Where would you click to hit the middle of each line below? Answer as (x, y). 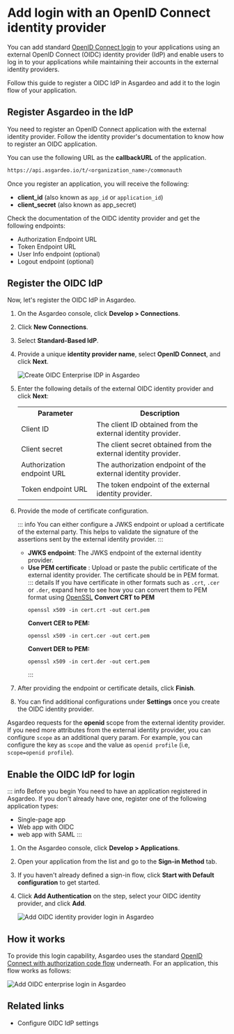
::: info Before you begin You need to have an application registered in (107, 792)
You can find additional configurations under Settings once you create (118, 702)
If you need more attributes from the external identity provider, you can (109, 730)
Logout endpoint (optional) (55, 261)
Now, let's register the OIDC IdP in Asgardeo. (72, 300)
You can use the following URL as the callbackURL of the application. (107, 157)
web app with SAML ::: (49, 835)
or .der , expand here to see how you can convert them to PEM (117, 590)
